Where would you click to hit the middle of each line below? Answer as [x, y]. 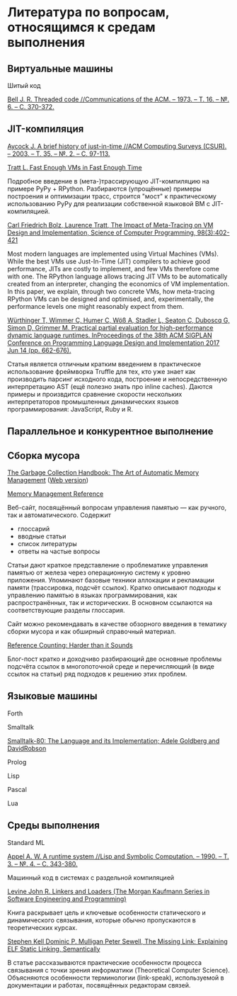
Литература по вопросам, [88, 12]
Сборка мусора [44, 455]
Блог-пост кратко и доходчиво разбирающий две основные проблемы [115, 659]
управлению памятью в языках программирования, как [92, 595]
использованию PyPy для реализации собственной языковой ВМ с [109, 203]
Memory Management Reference [56, 494]
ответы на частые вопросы [59, 551]
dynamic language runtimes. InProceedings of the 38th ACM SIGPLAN [110, 335]
